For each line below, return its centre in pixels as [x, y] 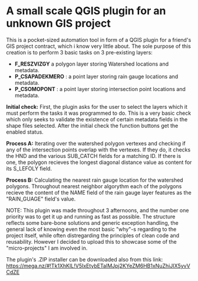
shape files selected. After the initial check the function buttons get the [92, 125]
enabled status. [25, 132]
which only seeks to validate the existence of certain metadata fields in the [97, 119]
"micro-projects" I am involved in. [47, 248]
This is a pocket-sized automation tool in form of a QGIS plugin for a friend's [99, 40]
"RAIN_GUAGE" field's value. [41, 199]
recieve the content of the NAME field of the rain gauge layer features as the [99, 192]
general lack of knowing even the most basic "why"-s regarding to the [91, 229]
